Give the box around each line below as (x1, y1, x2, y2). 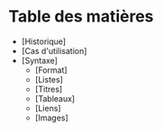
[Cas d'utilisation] (21, 45, 87, 56)
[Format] (34, 65, 68, 75)
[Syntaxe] (21, 55, 58, 66)
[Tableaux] (34, 92, 76, 104)
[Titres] (34, 84, 63, 94)
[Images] (34, 112, 68, 123)
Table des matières (8, 6, 154, 27)
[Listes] (34, 74, 64, 84)
